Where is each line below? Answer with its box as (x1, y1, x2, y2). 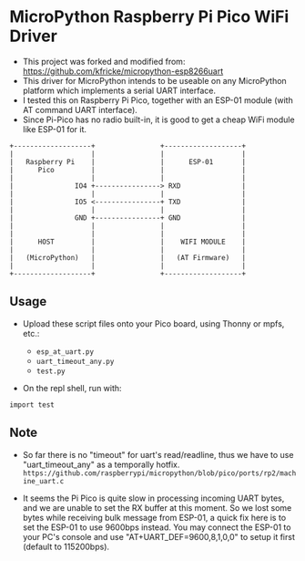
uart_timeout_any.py (36, 357, 115, 366)
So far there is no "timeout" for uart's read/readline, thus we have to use (22, 449, 294, 460)
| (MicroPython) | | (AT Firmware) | (9, 253, 247, 262)
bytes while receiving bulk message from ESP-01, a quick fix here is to (22, 512, 287, 523)
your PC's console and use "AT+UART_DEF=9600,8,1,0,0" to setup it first (22, 531, 296, 542)
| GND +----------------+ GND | (9, 213, 247, 223)
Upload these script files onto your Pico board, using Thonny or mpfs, (22, 317, 285, 329)
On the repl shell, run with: (22, 382, 122, 393)
